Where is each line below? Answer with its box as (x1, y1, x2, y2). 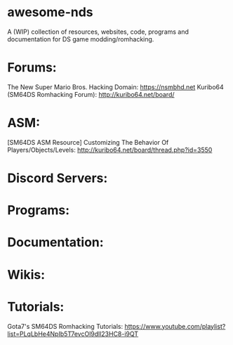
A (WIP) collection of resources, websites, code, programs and (7, 27, 189, 36)
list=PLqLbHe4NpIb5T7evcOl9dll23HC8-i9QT (7, 330, 139, 338)
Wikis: (7, 266, 46, 282)
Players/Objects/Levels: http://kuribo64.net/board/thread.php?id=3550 (7, 145, 213, 154)
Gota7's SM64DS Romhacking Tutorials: (7, 322, 124, 330)
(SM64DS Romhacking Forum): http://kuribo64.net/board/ (7, 90, 175, 98)
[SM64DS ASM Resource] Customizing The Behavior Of (7, 138, 169, 146)
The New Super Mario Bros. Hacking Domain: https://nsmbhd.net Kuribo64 (7, 82, 225, 91)
